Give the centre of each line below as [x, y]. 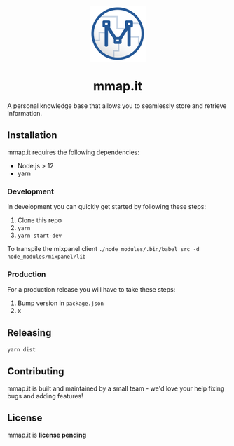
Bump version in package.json [60, 303]
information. [25, 113]
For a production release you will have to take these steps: [91, 290]
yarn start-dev [40, 236]
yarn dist [22, 350]
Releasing [29, 333]
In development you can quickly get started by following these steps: [107, 207]
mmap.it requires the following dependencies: [74, 152]
